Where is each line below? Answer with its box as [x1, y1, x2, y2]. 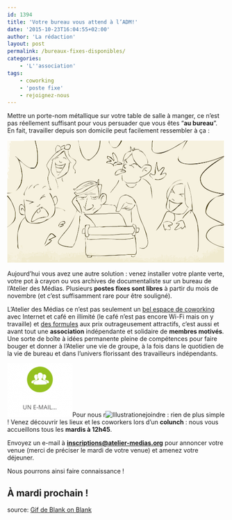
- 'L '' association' [19, 62, 76, 69]
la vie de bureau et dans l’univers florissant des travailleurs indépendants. [7, 349, 218, 358]
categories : [7, 56, 42, 62]
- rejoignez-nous [19, 92, 70, 99]
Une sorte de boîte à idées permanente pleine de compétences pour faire [7, 335, 217, 343]
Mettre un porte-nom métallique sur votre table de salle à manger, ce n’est [7, 112, 220, 120]
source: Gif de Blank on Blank [7, 505, 92, 514]
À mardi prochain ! [7, 487, 89, 499]
